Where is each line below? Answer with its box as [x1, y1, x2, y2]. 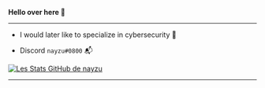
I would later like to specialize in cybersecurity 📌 [19, 30, 177, 39]
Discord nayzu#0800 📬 [19, 46, 93, 55]
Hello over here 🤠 [8, 8, 65, 16]
